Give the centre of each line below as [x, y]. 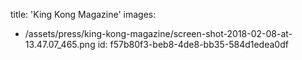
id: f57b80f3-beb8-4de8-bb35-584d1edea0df [193, 44]
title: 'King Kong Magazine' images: [83, 14]
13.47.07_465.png [60, 44]
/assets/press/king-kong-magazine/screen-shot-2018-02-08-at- [158, 33]
